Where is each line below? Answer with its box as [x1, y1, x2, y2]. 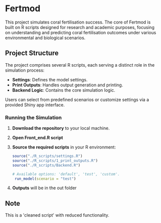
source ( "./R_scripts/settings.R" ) [12, 154, 83, 159]
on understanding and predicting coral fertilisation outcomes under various [5, 29, 157, 35]
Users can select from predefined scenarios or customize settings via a [5, 97, 149, 102]
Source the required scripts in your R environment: [12, 144, 116, 150]
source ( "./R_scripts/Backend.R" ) [12, 163, 81, 168]
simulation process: [5, 67, 45, 73]
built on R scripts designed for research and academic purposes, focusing [5, 24, 155, 30]
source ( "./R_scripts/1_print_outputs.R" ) [12, 158, 98, 163]
